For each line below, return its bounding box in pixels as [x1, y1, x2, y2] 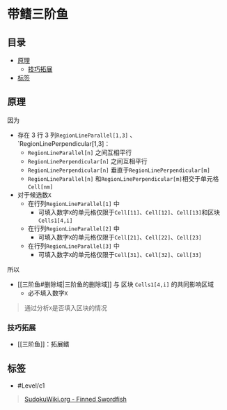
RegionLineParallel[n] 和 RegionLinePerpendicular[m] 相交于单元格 [27, 174, 219, 182]
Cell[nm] [27, 183, 54, 191]
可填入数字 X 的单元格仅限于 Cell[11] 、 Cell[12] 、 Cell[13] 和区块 [38, 207, 221, 217]
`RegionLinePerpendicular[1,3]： [17, 139, 111, 147]
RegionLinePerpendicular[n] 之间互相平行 [27, 156, 148, 165]
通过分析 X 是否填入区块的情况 [24, 303, 107, 312]
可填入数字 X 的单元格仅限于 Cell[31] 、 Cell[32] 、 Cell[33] [38, 250, 202, 258]
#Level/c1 [17, 381, 45, 390]
